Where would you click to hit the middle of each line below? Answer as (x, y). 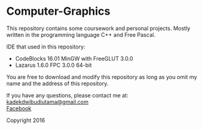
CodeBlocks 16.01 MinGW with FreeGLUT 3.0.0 (74, 58)
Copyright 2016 (26, 120)
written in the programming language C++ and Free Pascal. (81, 34)
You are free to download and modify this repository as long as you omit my (102, 77)
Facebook (19, 108)
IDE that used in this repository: (46, 47)
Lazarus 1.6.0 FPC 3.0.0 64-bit (54, 65)
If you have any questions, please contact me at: (67, 95)
